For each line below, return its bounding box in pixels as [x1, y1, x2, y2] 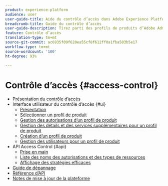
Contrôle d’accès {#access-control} [5, 79, 158, 91]
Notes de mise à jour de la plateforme [12, 176, 90, 182]
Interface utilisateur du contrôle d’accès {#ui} [12, 101, 106, 107]
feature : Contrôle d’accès [5, 30, 61, 35]
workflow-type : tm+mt [5, 44, 50, 49]
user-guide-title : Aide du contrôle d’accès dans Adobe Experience [5, 16, 149, 21]
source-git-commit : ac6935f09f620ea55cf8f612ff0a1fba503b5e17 [5, 40, 137, 45]
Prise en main [19, 149, 48, 155]
